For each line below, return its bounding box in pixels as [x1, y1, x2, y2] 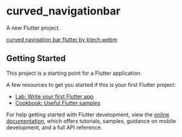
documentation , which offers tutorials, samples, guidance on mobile [6, 117, 176, 124]
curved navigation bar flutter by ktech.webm [6, 36, 118, 43]
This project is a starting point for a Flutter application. [6, 69, 142, 77]
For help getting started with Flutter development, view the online [6, 110, 170, 118]
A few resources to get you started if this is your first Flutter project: [6, 81, 176, 88]
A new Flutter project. [6, 24, 61, 31]
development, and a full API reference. [6, 124, 103, 131]
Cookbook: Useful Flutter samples [15, 99, 101, 106]
